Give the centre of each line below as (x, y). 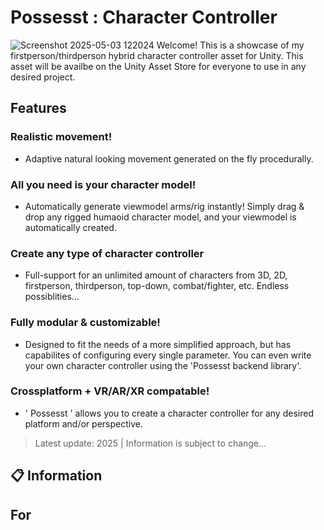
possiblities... (52, 297)
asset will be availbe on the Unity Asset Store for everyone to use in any (158, 66)
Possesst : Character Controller (144, 17)
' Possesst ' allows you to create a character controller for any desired (169, 413)
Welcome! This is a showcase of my (230, 45)
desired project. (43, 77)
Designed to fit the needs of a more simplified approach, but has (158, 344)
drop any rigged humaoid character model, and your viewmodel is (160, 217)
